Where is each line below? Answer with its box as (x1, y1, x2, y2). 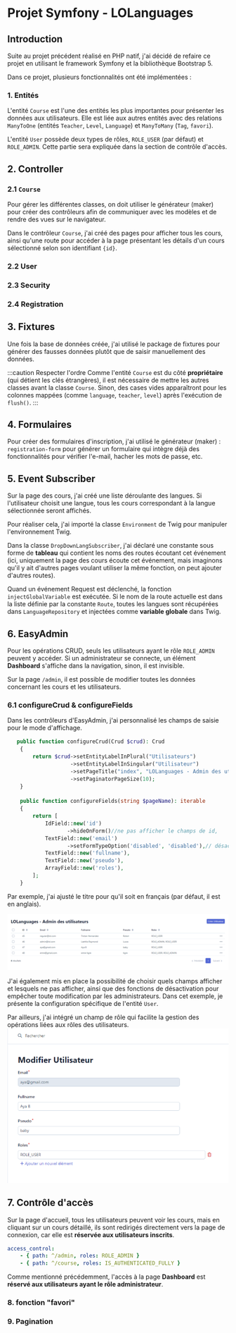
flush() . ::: (7, 398, 39, 407)
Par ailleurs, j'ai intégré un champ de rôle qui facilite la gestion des (7, 1013, 199, 1021)
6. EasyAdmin (7, 627, 69, 639)
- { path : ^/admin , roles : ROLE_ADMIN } (20, 1253, 140, 1260)
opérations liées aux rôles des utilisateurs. (7, 1020, 129, 1028)
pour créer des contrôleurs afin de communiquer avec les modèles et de (7, 207, 217, 216)
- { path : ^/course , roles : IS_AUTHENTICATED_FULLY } (20, 1260, 181, 1267)
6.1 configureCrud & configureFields (7, 700, 133, 710)
